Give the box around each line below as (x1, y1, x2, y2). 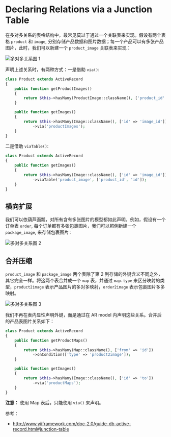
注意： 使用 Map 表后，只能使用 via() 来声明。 (5, 400, 104, 406)
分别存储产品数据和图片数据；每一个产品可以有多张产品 (47, 38, 164, 44)
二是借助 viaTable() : (5, 143, 49, 149)
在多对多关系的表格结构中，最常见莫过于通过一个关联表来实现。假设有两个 (5, 32, 161, 38)
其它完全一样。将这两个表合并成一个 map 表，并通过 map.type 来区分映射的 (5, 277, 160, 284)
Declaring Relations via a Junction (5, 4, 153, 15)
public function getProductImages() (14, 86, 93, 91)
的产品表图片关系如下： (5, 318, 54, 325)
